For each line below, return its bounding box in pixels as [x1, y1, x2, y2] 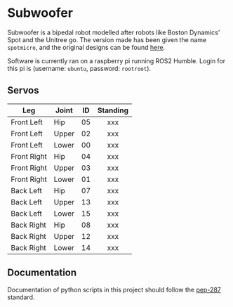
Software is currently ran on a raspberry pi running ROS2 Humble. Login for [7, 56, 226, 65]
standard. [7, 293, 35, 301]
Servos [7, 84, 39, 96]
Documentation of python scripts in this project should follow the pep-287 [7, 285, 221, 294]
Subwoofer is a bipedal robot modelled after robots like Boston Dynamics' [7, 28, 220, 37]
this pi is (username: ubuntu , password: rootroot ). [7, 64, 152, 72]
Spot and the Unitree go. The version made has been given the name [7, 35, 207, 44]
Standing [97, 105, 128, 115]
